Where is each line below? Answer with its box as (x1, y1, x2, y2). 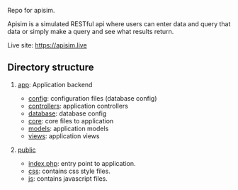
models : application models (28, 124, 109, 133)
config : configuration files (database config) (28, 94, 157, 102)
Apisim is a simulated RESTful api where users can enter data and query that (7, 20, 231, 28)
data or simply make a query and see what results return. (7, 28, 174, 35)
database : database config (28, 109, 107, 118)
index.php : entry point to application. (28, 159, 136, 167)
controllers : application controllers (28, 101, 129, 110)
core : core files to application (28, 116, 114, 125)
